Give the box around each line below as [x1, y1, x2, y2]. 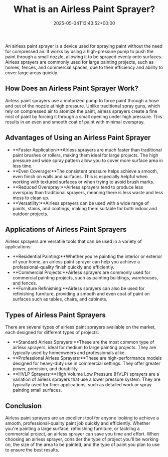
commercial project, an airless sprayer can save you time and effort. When [5, 431, 159, 437]
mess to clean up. [12, 195, 50, 201]
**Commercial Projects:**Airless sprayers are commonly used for [12, 269, 150, 275]
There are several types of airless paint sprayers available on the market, [5, 324, 156, 330]
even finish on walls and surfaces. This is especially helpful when [12, 173, 148, 179]
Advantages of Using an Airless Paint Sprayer [5, 133, 151, 142]
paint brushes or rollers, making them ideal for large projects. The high [12, 152, 158, 158]
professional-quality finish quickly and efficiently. [12, 264, 114, 270]
